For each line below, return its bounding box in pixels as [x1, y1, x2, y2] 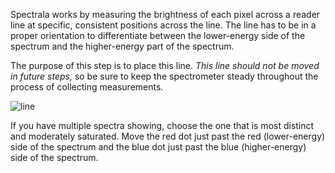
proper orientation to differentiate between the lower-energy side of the [10, 30, 306, 41]
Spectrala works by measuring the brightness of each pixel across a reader [10, 9, 321, 20]
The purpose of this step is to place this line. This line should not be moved [10, 60, 320, 71]
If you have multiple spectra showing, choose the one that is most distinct [10, 120, 315, 131]
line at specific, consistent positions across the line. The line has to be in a [10, 19, 317, 31]
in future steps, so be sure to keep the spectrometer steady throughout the [10, 70, 319, 82]
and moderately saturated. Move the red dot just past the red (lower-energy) [10, 130, 326, 142]
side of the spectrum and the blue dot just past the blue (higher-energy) [10, 141, 307, 153]
